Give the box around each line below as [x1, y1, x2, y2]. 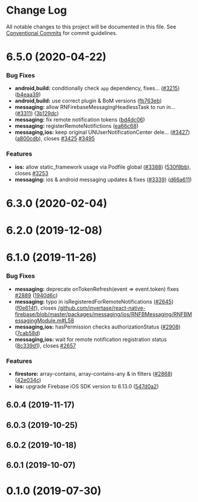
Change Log [6, 4, 67, 17]
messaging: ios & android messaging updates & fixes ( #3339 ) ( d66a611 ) [14, 176, 192, 183]
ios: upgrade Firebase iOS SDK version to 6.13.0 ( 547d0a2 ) [14, 382, 159, 390]
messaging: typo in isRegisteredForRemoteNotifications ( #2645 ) [14, 298, 174, 305]
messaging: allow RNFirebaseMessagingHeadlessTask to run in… [14, 104, 176, 111]
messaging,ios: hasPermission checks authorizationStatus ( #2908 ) [14, 323, 181, 330]
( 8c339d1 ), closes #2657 [14, 342, 76, 349]
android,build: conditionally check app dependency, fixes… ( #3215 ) [14, 85, 180, 92]
